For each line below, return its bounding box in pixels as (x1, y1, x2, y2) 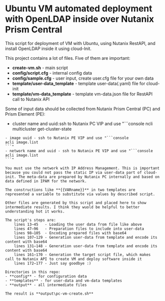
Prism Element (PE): (5, 111, 46, 117)
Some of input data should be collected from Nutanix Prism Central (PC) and (5, 106, 160, 112)
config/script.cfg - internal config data (12, 70, 92, 76)
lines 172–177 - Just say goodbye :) (14, 260, 92, 266)
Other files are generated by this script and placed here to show (5, 200, 147, 205)
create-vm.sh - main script (12, 65, 68, 71)
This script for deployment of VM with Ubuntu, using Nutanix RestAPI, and (5, 40, 156, 46)
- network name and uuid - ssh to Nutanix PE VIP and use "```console (5, 148, 153, 153)
